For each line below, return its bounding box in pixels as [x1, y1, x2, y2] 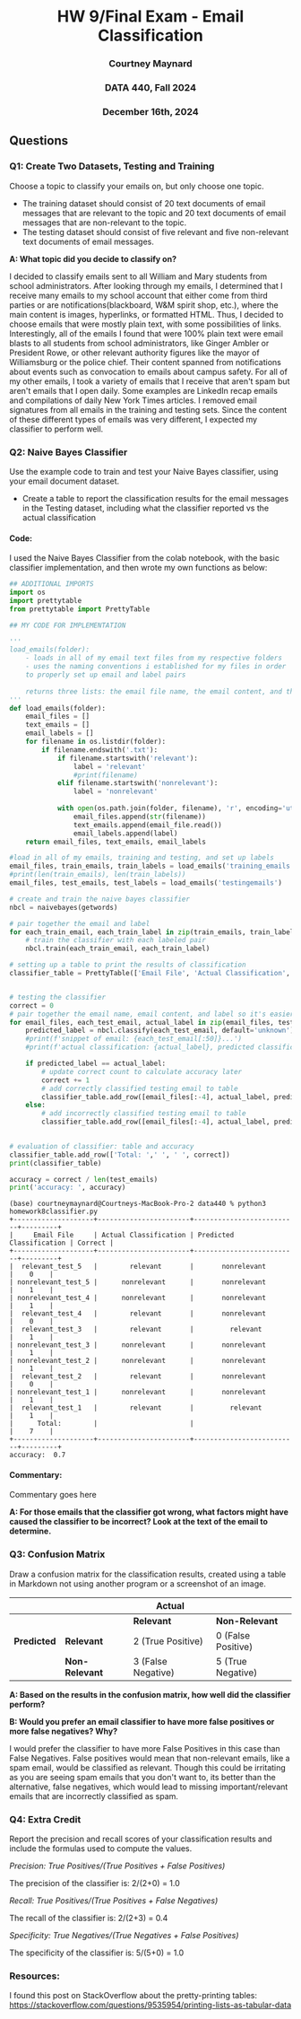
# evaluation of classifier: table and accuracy [9, 1141, 194, 1150]
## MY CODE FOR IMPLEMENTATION [9, 621, 126, 630]
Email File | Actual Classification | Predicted [32, 1231, 235, 1240]
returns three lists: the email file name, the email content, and [25, 686, 282, 696]
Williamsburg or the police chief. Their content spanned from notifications [9, 356, 282, 367]
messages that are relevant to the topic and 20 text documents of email [21, 207, 287, 218]
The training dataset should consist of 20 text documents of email [21, 197, 266, 208]
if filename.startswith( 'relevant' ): [56, 754, 199, 763]
